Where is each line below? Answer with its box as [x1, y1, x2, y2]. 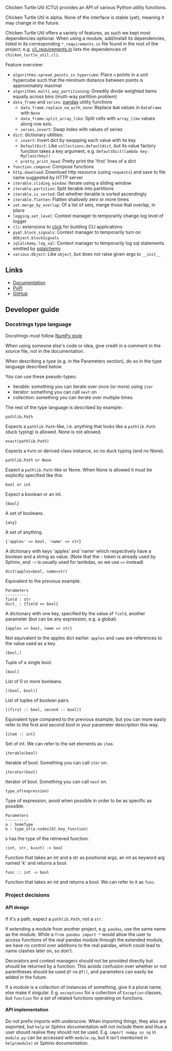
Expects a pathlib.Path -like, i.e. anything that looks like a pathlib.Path [5, 423, 156, 429]
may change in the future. [5, 20, 60, 26]
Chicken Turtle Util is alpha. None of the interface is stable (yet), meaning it [5, 14, 164, 20]
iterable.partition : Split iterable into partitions [12, 185, 114, 191]
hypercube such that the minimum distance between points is [12, 77, 144, 83]
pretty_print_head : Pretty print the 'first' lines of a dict [20, 158, 136, 164]
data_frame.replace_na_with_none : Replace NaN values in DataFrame [20, 104, 162, 110]
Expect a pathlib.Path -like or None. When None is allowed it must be [5, 467, 152, 473]
